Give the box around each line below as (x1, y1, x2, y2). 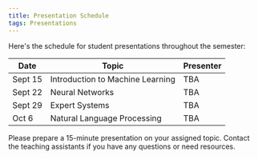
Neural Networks (50, 86, 115, 97)
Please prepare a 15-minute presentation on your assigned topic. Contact (8, 133, 250, 142)
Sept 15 (12, 74, 42, 85)
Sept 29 (12, 99, 42, 110)
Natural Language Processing (50, 113, 162, 124)
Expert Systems (50, 99, 110, 110)
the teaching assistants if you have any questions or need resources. (8, 141, 236, 151)
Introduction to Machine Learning (50, 74, 176, 85)
